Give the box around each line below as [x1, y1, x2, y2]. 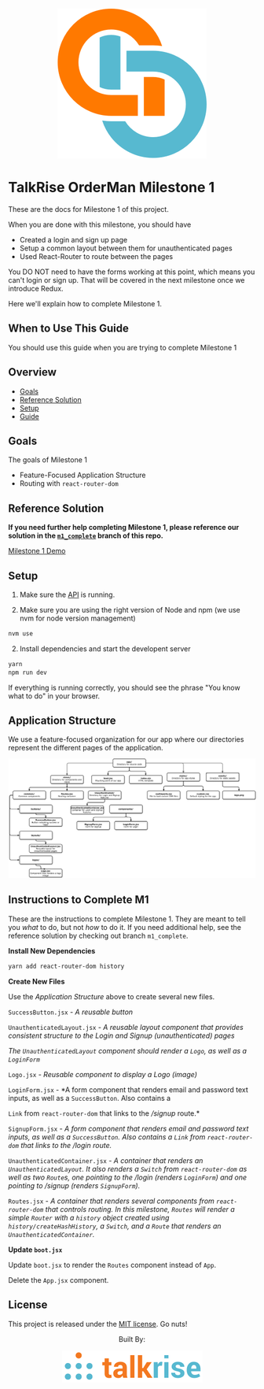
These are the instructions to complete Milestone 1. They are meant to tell [8, 914, 246, 924]
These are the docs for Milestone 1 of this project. [8, 204, 169, 213]
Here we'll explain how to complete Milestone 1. [8, 298, 163, 308]
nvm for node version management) [19, 613, 136, 623]
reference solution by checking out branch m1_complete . [8, 931, 189, 940]
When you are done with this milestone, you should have [8, 220, 192, 229]
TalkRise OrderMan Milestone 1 [8, 179, 215, 197]
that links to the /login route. [20, 1140, 112, 1150]
